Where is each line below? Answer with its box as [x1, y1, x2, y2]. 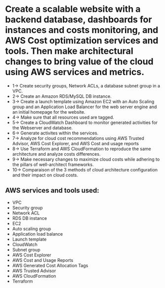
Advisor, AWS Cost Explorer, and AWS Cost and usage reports [12, 140, 139, 146]
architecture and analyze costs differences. [12, 151, 101, 157]
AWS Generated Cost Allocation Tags [12, 262, 88, 268]
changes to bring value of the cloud [5, 56, 154, 67]
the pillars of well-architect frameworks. [12, 162, 94, 167]
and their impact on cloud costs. [12, 172, 78, 178]
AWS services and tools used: [5, 186, 100, 195]
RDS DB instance [12, 215, 47, 221]
